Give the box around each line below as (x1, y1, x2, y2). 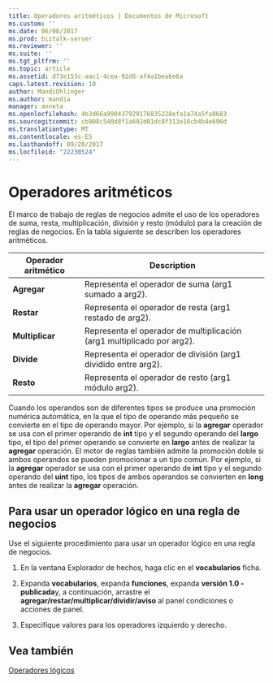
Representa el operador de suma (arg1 (84, 279, 233, 290)
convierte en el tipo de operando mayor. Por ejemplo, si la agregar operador (8, 420, 264, 430)
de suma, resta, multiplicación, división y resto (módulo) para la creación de (8, 218, 262, 228)
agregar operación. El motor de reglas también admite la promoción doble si (8, 446, 264, 456)
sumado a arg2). (84, 289, 148, 300)
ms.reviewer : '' (8, 42, 63, 50)
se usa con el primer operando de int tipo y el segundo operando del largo (8, 429, 258, 439)
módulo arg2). (84, 383, 139, 394)
